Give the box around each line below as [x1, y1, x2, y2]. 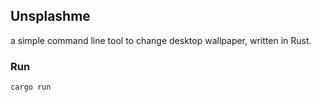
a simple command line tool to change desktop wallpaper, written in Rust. [10, 34, 312, 46]
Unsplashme [10, 8, 91, 25]
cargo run [10, 82, 52, 93]
